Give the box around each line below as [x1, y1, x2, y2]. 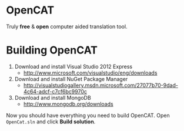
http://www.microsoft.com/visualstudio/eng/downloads [23, 69, 158, 76]
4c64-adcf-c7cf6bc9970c [23, 88, 87, 95]
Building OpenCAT [6, 43, 98, 57]
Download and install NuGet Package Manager [14, 75, 128, 82]
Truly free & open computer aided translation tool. [6, 23, 128, 30]
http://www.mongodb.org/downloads [23, 100, 113, 108]
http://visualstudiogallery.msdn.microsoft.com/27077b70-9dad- [23, 82, 178, 89]
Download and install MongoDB [14, 94, 91, 101]
